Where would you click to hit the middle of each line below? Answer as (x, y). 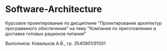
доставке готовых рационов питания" (46, 33)
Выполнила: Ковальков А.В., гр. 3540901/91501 (55, 43)
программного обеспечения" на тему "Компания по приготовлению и (81, 28)
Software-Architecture (54, 9)
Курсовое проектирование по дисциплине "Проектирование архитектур (83, 23)
